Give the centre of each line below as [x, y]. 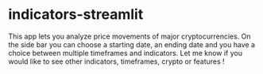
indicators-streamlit [76, 15]
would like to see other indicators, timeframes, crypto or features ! [116, 61]
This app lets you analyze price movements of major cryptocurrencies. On [130, 36]
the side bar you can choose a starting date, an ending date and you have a [132, 44]
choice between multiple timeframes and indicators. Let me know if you [126, 53]
